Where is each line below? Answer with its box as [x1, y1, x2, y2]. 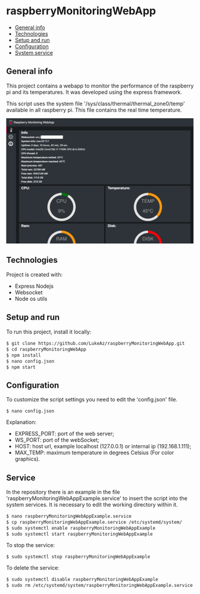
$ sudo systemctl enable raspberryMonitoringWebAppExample [6, 525, 156, 532]
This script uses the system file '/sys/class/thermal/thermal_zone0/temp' [6, 100, 186, 107]
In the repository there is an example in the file [6, 489, 120, 496]
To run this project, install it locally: [6, 328, 92, 335]
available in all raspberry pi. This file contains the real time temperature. [6, 106, 182, 114]
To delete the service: [6, 564, 60, 571]
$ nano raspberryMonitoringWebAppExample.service [6, 513, 132, 520]
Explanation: [6, 419, 37, 426]
